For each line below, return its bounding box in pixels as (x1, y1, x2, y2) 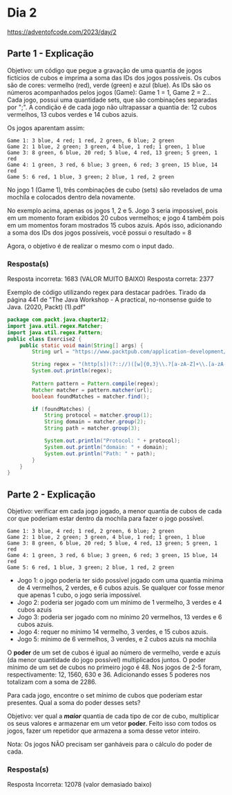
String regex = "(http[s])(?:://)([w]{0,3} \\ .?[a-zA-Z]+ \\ (32, 361, 206, 368)
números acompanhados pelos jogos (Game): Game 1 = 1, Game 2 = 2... (7, 88, 212, 96)
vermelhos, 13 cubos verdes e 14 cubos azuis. (7, 110, 138, 118)
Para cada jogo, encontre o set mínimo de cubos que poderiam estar (7, 691, 203, 700)
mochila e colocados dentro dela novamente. (7, 192, 136, 201)
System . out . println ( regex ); (32, 367, 113, 374)
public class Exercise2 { (7, 336, 81, 342)
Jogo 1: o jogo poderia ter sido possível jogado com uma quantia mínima (17, 576, 224, 585)
